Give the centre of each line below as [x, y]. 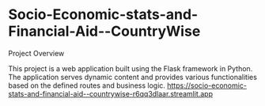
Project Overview [36, 53]
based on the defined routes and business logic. [87, 85]
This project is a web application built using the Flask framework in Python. [131, 68]
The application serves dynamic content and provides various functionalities [132, 77]
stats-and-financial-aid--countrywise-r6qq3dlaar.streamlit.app [111, 93]
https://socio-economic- [207, 85]
